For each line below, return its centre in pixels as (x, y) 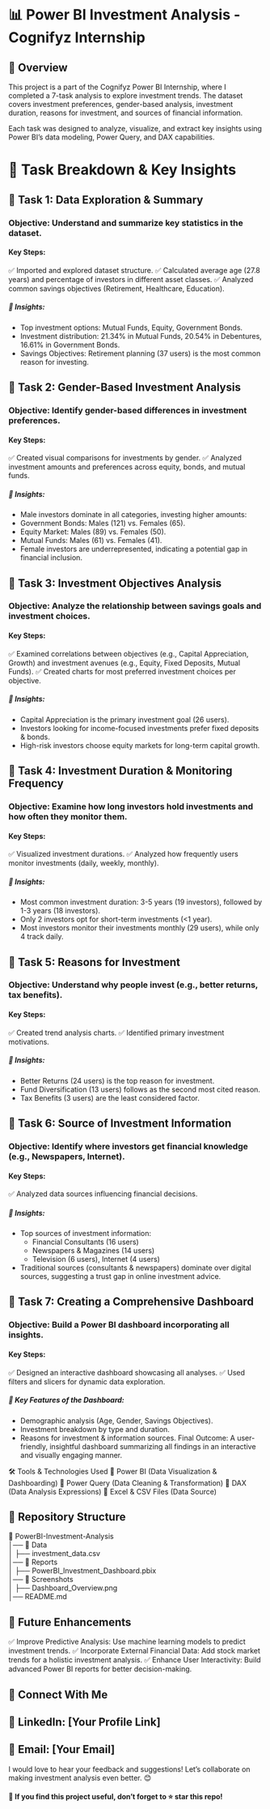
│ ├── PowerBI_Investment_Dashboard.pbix (82, 1571)
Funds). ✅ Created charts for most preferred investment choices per (122, 671)
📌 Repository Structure (67, 1517)
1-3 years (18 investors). (60, 911)
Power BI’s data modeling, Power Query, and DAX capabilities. (112, 137)
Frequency (36, 783)
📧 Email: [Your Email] (62, 1749)
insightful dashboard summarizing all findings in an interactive (153, 1446)
